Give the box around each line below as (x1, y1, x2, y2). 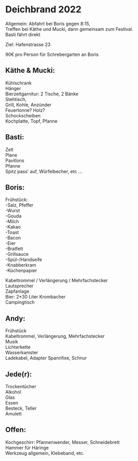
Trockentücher (5, 384, 37, 389)
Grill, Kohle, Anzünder (5, 102, 52, 108)
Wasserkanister (5, 350, 38, 356)
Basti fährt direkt (5, 31, 41, 37)
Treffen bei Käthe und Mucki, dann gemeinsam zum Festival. (5, 26, 133, 32)
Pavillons (5, 157, 25, 164)
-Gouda (5, 213, 22, 219)
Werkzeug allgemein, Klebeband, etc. (5, 450, 85, 456)
